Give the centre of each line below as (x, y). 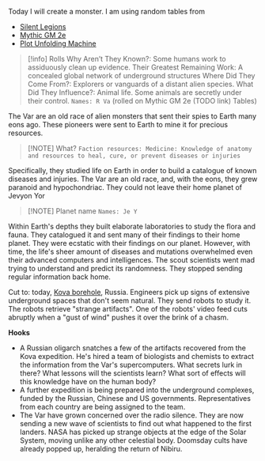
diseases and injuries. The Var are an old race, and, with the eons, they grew (133, 179)
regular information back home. (59, 277)
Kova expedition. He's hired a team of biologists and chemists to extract (137, 356)
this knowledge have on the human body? (88, 382)
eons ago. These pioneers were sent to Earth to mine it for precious (118, 125)
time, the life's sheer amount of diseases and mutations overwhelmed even (131, 251)
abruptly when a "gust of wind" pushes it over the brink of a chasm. (119, 317)
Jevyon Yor (27, 196)
